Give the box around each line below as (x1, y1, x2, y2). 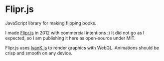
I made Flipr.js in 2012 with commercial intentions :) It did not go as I (5, 29, 145, 35)
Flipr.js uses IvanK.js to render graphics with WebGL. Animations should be (5, 44, 160, 50)
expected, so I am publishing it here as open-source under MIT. (5, 35, 136, 41)
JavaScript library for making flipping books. (5, 20, 97, 26)
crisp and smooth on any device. (5, 50, 72, 56)
